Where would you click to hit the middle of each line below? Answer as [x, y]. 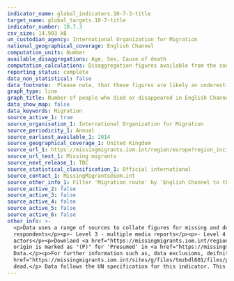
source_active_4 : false [42, 202]
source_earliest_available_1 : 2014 [59, 137]
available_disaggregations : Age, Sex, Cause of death [87, 59]
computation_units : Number [46, 53]
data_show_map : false [39, 105]
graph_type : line [32, 91]
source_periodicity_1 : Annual [51, 130]
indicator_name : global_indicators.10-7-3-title [79, 14]
